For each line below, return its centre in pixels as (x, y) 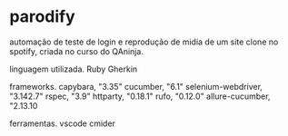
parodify (42, 17)
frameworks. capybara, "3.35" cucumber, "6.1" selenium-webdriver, (136, 86)
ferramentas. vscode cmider (63, 123)
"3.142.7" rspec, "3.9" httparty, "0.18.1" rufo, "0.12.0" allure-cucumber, (140, 96)
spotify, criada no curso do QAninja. (76, 51)
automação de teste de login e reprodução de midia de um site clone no (144, 42)
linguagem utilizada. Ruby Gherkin (74, 69)
